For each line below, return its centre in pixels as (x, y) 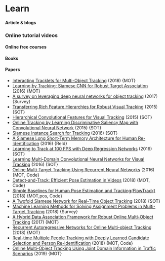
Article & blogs (21, 22)
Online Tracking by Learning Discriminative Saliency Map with (75, 123)
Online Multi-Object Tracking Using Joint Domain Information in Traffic (84, 248)
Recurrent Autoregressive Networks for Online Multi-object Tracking (82, 227)
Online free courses (26, 47)
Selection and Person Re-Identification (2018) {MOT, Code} (73, 243)
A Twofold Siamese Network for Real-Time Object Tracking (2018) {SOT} (86, 201)
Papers (13, 70)
